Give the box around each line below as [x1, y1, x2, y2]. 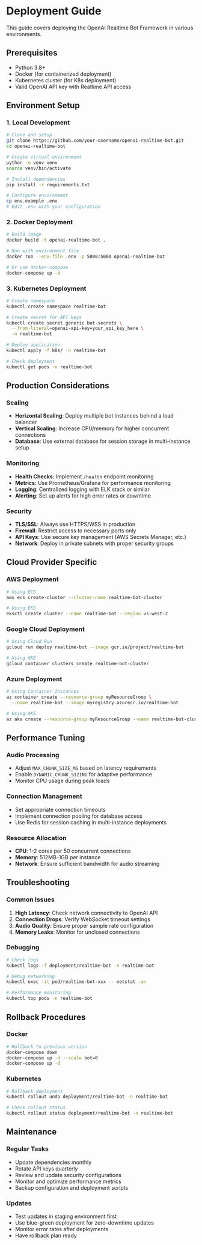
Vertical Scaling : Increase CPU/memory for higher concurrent [14, 425, 170, 432]
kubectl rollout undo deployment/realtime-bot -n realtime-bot [6, 1094, 168, 1100]
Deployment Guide [6, 4, 102, 18]
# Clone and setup [6, 132, 52, 138]
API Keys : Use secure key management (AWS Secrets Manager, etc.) [14, 533, 186, 540]
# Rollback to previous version [6, 1044, 87, 1050]
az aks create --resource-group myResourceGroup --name [6, 716, 149, 722]
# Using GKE [6, 655, 36, 662]
